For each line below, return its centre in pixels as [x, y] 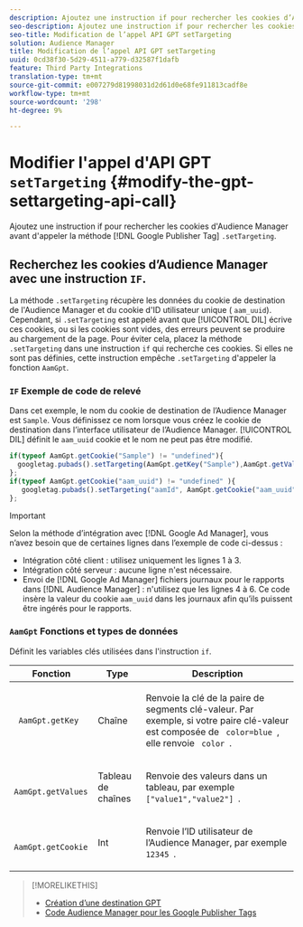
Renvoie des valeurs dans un [207, 776]
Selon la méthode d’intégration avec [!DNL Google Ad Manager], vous [139, 533]
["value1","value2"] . [193, 799]
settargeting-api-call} [93, 201]
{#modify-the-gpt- [182, 182]
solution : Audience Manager [62, 43]
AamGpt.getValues [51, 791]
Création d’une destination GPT [103, 903]
